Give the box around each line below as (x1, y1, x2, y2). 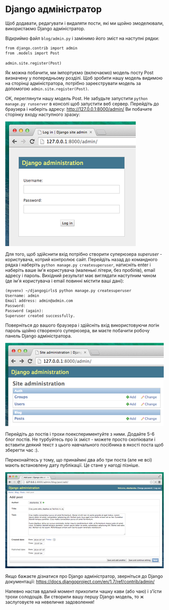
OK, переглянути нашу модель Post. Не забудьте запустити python (5, 95, 148, 101)
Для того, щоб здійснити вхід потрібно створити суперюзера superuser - (5, 251, 162, 257)
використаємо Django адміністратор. (5, 25, 86, 31)
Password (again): (5, 308, 44, 313)
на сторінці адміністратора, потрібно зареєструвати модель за (5, 80, 141, 86)
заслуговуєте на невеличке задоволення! (5, 599, 95, 605)
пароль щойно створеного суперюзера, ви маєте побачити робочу (5, 327, 150, 333)
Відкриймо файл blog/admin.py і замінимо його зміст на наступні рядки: (5, 35, 159, 41)
